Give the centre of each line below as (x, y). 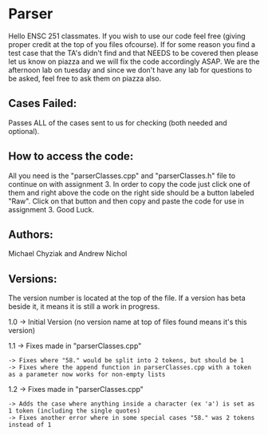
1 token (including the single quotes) (75, 411)
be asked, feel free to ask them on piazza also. (85, 78)
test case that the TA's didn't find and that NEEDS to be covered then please (134, 53)
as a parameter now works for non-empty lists (87, 375)
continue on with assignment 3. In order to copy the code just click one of (129, 184)
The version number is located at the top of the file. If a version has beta (127, 298)
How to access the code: (71, 156)
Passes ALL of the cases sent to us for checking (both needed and (118, 123)
